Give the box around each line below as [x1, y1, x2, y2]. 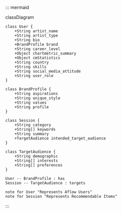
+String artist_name [14, 29, 58, 34]
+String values [14, 100, 47, 105]
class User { [5, 24, 33, 29]
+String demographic [14, 154, 58, 159]
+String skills [14, 64, 47, 69]
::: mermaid [5, 5, 30, 10]
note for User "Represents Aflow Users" [5, 190, 93, 195]
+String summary [14, 131, 50, 136]
